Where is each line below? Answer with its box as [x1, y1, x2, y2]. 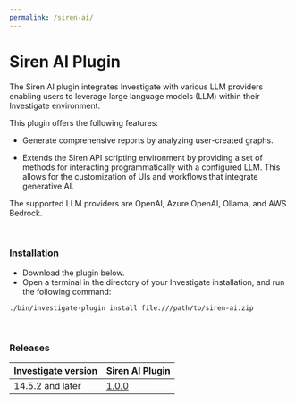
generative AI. [21, 181, 74, 191]
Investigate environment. [9, 100, 101, 111]
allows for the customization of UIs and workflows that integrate [21, 171, 258, 181]
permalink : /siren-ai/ [9, 13, 94, 22]
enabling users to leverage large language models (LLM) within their [9, 90, 261, 101]
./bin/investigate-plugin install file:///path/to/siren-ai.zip [9, 303, 254, 313]
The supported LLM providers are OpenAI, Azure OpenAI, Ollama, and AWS [9, 198, 287, 208]
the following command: [21, 286, 112, 297]
